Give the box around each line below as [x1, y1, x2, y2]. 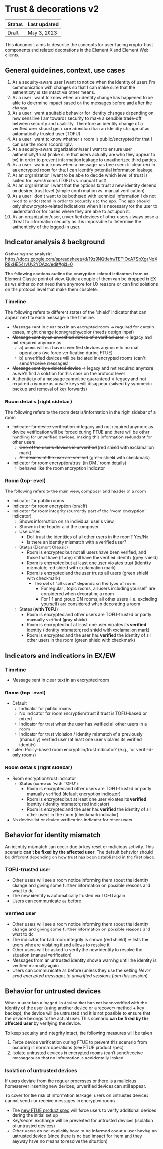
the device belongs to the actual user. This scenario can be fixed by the [5, 1015, 149, 1021]
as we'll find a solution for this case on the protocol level [12, 370, 125, 376]
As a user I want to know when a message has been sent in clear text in [12, 162, 156, 167]
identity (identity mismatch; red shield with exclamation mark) [26, 627, 150, 633]
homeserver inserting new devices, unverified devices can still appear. [5, 1083, 147, 1089]
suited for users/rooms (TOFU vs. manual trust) [12, 177, 107, 183]
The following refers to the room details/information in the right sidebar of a [5, 409, 156, 415]
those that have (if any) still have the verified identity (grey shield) [26, 555, 158, 561]
